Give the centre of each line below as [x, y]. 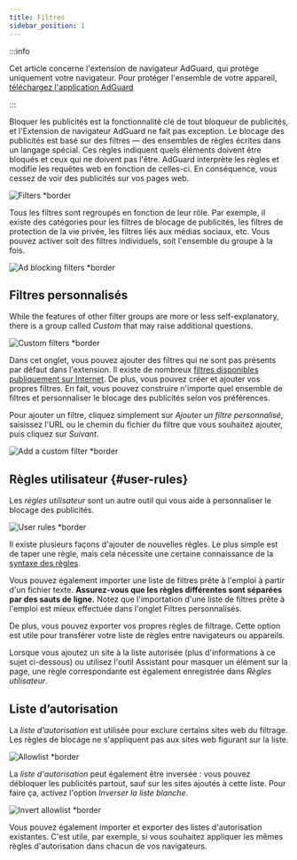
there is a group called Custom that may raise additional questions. [131, 326]
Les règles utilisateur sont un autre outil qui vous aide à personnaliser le [141, 501]
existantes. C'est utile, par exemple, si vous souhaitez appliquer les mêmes [146, 836]
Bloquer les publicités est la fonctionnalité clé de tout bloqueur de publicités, [149, 122]
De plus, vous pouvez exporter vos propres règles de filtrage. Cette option [145, 626]
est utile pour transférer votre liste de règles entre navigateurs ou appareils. [147, 635]
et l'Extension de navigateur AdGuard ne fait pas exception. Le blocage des [147, 130]
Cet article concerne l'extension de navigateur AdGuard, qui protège [134, 68]
